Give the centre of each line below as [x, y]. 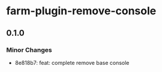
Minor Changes [29, 50]
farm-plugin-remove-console [81, 11]
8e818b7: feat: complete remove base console [72, 62]
